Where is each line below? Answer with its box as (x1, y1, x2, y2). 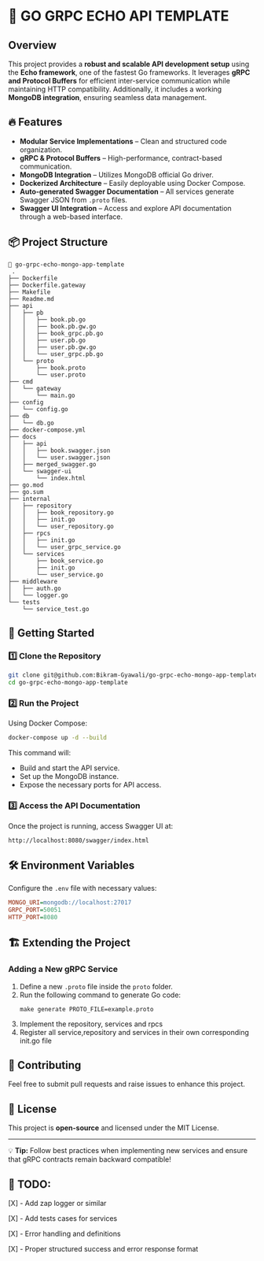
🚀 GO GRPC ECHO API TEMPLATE (8, 7, 229, 25)
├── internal (8, 495, 51, 503)
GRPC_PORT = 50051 (8, 906, 61, 914)
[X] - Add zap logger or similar (8, 1199, 107, 1208)
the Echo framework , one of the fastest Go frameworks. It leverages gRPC (8, 68, 251, 77)
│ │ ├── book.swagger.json (8, 447, 111, 454)
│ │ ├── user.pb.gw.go (8, 343, 97, 351)
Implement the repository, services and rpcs (19, 1019, 163, 1029)
